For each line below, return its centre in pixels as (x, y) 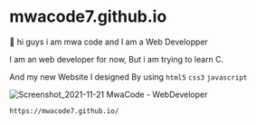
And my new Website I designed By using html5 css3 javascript (128, 77)
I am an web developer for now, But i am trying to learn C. (117, 59)
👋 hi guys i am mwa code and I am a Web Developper (109, 42)
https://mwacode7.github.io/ (64, 111)
